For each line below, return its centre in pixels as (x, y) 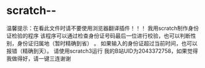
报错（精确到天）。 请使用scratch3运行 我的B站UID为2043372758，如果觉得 (102, 51)
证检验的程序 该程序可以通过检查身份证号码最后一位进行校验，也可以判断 (99, 36)
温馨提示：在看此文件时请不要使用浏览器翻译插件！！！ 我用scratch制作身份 (103, 28)
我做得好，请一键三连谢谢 (39, 58)
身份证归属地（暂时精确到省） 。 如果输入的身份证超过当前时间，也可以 (107, 43)
